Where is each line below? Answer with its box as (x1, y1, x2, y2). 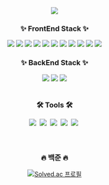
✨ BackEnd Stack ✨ (20, 58, 89, 68)
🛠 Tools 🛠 (36, 100, 73, 110)
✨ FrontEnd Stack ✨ (20, 24, 89, 34)
